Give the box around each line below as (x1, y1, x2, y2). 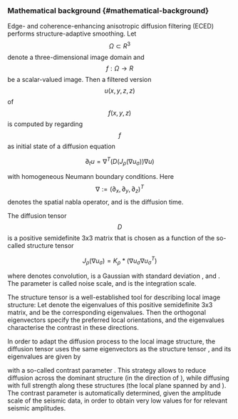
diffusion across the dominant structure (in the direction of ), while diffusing (7, 373, 229, 383)
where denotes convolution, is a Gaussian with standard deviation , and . (7, 271, 221, 280)
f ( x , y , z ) (108, 108, 132, 117)
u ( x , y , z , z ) (104, 86, 135, 95)
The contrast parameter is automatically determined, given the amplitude (7, 389, 222, 398)
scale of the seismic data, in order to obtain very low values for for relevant (7, 396, 228, 405)
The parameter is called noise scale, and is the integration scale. (7, 279, 197, 288)
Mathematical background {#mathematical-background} (7, 6, 209, 16)
